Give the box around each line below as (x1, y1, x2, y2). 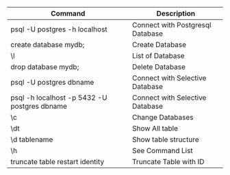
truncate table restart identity (10, 157, 105, 166)
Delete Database (132, 62, 186, 71)
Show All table (132, 124, 178, 133)
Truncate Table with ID (132, 157, 205, 166)
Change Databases (132, 113, 194, 122)
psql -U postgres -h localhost (10, 25, 107, 33)
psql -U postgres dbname (10, 78, 94, 87)
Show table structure (132, 135, 200, 144)
